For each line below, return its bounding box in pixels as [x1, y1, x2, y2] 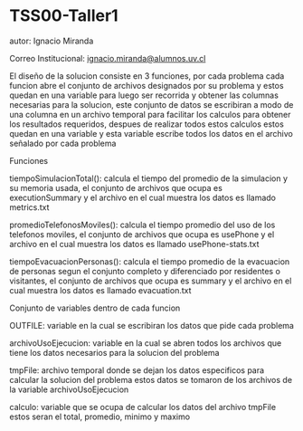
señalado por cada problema [9, 138, 117, 148]
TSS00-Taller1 [9, 5, 119, 26]
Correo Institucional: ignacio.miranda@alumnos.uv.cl [9, 53, 206, 63]
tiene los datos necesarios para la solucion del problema [9, 347, 220, 358]
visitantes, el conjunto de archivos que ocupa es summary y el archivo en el [9, 275, 292, 286]
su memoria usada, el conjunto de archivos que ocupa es [9, 182, 223, 193]
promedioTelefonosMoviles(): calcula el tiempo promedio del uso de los [9, 219, 276, 230]
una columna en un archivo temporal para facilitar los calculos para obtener [9, 109, 291, 120]
